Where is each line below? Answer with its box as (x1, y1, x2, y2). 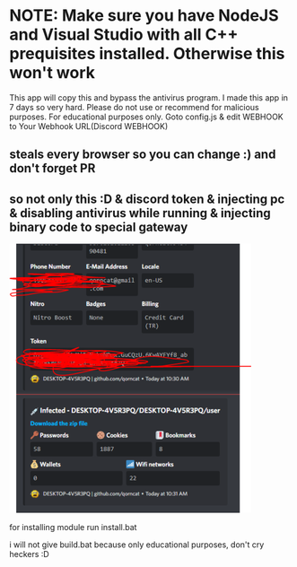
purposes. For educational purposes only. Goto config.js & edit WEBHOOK (9, 111, 284, 122)
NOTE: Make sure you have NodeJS (9, 5, 280, 26)
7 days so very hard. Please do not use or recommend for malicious (9, 101, 260, 112)
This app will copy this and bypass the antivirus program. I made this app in (9, 92, 289, 103)
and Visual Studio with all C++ (9, 24, 239, 45)
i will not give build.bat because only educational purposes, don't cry (9, 539, 265, 550)
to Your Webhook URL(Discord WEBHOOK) (9, 120, 169, 131)
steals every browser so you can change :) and (9, 147, 276, 162)
